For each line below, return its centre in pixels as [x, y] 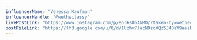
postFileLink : [23, 28]
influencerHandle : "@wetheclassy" [48, 17]
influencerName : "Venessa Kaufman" [49, 11]
